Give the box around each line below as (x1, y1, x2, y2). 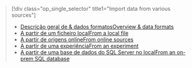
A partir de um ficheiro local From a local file (20, 29, 129, 37)
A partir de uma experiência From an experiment (20, 42, 139, 49)
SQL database (34, 55, 70, 62)
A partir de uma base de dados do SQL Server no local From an (20, 49, 176, 56)
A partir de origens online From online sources (20, 36, 134, 43)
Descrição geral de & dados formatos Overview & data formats (20, 23, 174, 30)
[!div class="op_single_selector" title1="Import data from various (11, 5, 171, 12)
